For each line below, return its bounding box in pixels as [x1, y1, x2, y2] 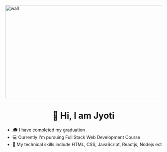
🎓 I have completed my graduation [12, 127, 85, 133]
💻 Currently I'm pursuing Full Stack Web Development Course [12, 134, 141, 140]
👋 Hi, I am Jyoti [52, 110, 115, 121]
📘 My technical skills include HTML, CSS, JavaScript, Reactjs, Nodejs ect [12, 141, 162, 147]
